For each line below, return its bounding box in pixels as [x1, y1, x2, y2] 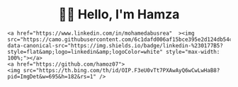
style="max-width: [165, 48, 220, 55]
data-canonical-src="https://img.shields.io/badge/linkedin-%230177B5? [7, 42, 223, 49]
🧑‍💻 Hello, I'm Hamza [58, 6, 180, 23]
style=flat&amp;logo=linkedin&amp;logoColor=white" [7, 48, 163, 55]
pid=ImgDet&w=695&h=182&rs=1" [7, 73, 97, 80]
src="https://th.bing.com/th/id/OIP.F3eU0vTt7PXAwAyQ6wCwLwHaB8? [23, 66, 220, 74]
